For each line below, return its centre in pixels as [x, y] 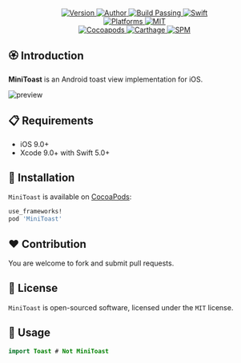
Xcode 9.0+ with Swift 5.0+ [65, 153]
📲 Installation [42, 178]
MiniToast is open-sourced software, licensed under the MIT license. [121, 307]
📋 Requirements [51, 121]
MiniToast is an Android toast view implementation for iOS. [106, 79]
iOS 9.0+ [34, 144]
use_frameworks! [35, 212]
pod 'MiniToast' [35, 219]
